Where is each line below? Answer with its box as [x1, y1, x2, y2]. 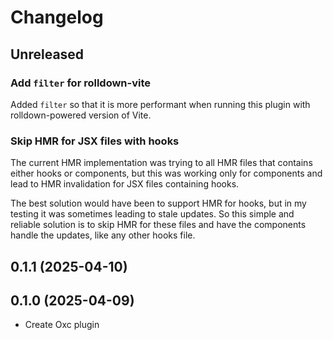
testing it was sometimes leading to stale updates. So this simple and [10, 208, 295, 220]
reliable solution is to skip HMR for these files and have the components [10, 219, 307, 231]
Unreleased [10, 46, 85, 63]
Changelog [10, 6, 104, 29]
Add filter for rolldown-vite [10, 76, 152, 90]
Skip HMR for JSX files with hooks [10, 134, 180, 148]
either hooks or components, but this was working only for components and [10, 167, 323, 180]
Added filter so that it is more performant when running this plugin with [10, 98, 311, 110]
